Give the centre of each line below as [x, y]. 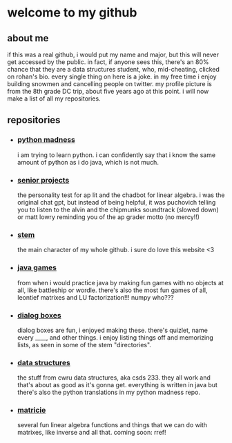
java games [37, 268]
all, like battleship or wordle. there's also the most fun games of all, [112, 290]
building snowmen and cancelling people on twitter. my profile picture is [109, 84]
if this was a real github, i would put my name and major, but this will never [113, 54]
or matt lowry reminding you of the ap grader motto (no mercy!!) [108, 217]
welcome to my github [72, 13]
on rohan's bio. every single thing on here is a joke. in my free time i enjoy [112, 76]
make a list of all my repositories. [54, 99]
